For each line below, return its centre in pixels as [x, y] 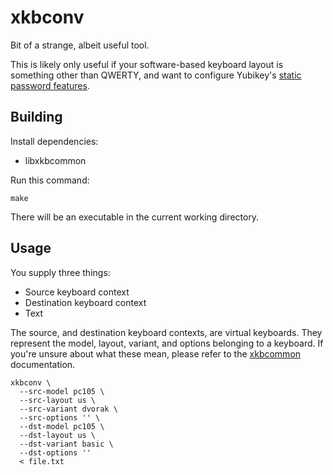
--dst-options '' [55, 452]
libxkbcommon [55, 160]
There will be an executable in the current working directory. [135, 217]
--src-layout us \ [58, 400]
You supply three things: [60, 272]
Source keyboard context [77, 292]
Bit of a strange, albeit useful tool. [80, 45]
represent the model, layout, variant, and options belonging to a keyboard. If [167, 343]
